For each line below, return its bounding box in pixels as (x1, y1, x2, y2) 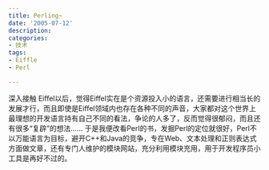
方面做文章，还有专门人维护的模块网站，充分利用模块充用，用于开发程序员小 (8, 143, 261, 152)
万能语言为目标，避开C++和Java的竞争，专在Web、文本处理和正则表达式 (14, 133, 257, 143)
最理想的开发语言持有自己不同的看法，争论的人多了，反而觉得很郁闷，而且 (8, 113, 254, 123)
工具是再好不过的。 (8, 153, 72, 163)
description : (8, 26, 52, 34)
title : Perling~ (8, 11, 62, 20)
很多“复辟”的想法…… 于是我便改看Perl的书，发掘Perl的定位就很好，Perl (14, 123, 251, 132)
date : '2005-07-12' (8, 19, 74, 27)
